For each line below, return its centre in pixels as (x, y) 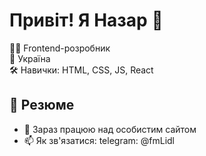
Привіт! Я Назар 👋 (86, 20)
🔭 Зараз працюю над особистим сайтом (110, 129)
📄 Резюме (42, 105)
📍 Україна (30, 58)
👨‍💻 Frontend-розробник (60, 48)
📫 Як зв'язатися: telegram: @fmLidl (99, 140)
